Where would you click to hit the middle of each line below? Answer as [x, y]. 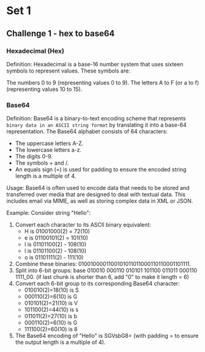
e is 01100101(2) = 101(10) [56, 238]
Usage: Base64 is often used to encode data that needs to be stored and [98, 188]
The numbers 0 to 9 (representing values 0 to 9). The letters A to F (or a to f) [103, 82]
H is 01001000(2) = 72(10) [57, 232]
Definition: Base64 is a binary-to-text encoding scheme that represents [96, 119]
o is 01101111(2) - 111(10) [54, 257]
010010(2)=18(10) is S [52, 290]
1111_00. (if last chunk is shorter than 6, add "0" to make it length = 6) [102, 277]
